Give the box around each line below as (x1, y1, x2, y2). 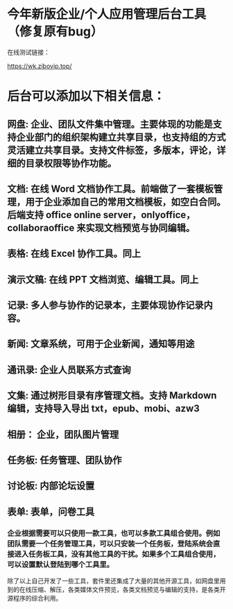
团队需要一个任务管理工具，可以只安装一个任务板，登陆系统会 (7, 539, 214, 549)
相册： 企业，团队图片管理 (7, 428, 119, 440)
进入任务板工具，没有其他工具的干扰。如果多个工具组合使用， (14, 549, 221, 559)
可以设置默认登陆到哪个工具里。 (7, 560, 114, 569)
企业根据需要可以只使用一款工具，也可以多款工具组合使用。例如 (7, 528, 221, 538)
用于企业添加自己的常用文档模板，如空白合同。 (25, 196, 226, 208)
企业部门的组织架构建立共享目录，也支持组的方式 (16, 131, 226, 143)
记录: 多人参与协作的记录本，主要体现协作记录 (7, 299, 204, 311)
